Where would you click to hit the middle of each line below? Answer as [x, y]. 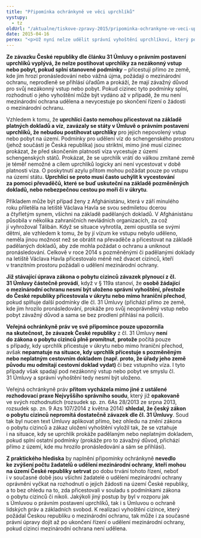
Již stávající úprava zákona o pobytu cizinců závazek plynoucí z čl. [91, 277]
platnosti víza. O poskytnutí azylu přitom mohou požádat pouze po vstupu [97, 171]
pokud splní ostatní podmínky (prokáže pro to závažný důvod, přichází [93, 440]
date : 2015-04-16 [28, 34]
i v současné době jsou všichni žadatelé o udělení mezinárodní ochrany [94, 477]
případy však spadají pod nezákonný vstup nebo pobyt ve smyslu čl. [91, 371]
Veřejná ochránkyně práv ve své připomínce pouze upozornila [85, 327]
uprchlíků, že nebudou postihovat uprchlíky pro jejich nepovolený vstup [96, 132]
